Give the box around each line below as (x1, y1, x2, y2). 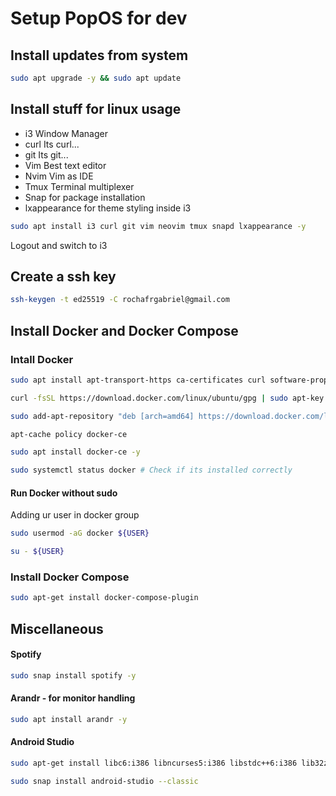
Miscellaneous (10, 620, 104, 637)
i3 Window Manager (24, 127, 108, 139)
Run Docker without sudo (10, 487, 118, 499)
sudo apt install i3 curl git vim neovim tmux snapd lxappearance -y (10, 221, 307, 231)
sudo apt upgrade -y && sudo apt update (10, 73, 182, 83)
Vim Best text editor (24, 159, 107, 171)
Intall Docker (10, 352, 74, 366)
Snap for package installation (24, 191, 146, 203)
